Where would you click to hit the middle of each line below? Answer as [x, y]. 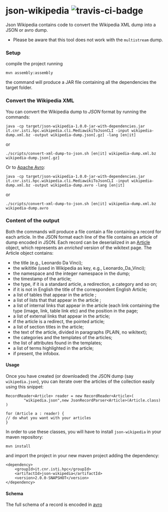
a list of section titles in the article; [48, 327]
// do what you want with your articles [49, 418]
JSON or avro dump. [27, 30]
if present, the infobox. [36, 353]
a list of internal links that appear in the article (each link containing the [86, 305]
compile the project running [34, 64]
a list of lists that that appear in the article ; [57, 300]
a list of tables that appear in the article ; [55, 294]
